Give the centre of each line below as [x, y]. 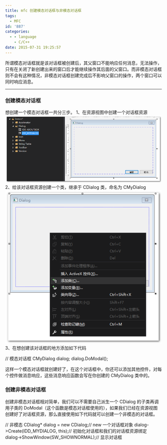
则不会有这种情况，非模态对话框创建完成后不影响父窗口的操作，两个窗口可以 [83, 75]
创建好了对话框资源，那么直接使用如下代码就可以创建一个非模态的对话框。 [81, 414]
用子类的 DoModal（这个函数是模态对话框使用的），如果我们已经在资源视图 [82, 408]
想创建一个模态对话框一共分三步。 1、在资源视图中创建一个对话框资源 [76, 112]
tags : [11, 16]
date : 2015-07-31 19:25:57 [33, 47]
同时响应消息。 [20, 81]
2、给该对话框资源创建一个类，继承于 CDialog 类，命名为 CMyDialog [76, 187]
